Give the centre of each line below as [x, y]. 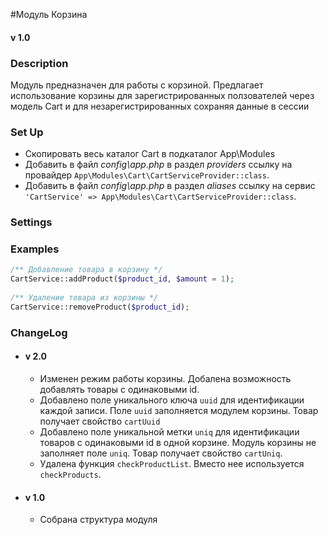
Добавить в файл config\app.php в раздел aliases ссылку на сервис [170, 186]
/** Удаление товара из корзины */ [84, 298]
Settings [31, 222]
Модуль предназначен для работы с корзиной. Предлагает [137, 85]
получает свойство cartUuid [100, 421]
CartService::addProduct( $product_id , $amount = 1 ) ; [122, 279]
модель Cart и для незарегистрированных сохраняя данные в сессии [160, 106]
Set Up [27, 132]
